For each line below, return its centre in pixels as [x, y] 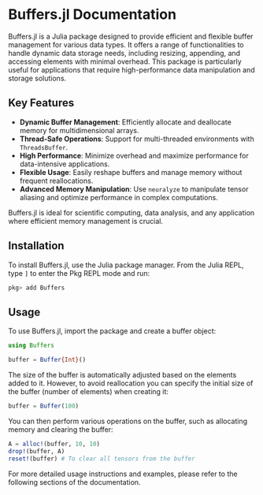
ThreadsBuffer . [44, 147]
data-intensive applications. [65, 164]
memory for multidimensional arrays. [79, 130]
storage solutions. [37, 78]
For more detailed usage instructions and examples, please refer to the [123, 474]
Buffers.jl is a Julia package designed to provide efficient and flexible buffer [131, 36]
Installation [36, 246]
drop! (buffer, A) [37, 451]
